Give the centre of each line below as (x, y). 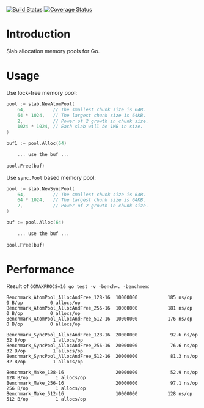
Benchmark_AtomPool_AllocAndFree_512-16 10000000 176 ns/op (99, 319)
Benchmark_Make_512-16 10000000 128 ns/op (99, 394)
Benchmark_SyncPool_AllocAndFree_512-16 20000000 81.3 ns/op (102, 357)
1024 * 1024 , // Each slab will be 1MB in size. (80, 127)
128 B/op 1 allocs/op (46, 378)
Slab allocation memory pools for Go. (53, 51)
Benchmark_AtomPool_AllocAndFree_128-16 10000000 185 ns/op (99, 298)
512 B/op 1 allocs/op (46, 399)
